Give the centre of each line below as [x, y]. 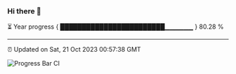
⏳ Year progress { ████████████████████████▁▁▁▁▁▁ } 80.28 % [116, 27]
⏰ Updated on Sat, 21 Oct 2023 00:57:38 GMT [74, 50]
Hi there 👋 [25, 11]
